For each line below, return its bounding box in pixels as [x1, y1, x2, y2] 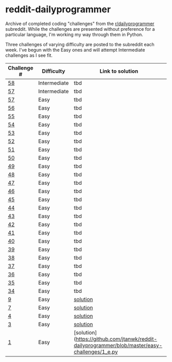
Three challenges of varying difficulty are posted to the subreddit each [5, 41, 155, 47]
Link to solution [99, 68, 138, 75]
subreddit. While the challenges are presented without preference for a [5, 26, 155, 32]
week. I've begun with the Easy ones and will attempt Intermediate [5, 47, 145, 53]
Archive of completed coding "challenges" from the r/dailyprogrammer [5, 20, 155, 27]
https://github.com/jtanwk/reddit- [76, 335, 158, 343]
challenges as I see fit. [5, 52, 53, 58]
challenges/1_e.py [73, 348, 118, 355]
